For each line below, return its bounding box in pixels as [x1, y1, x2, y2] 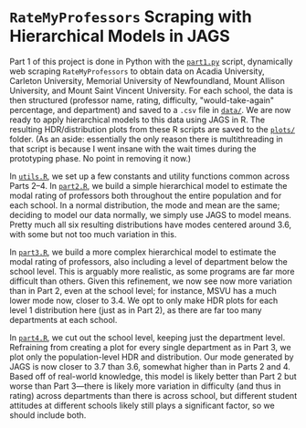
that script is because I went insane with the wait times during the [9, 143, 257, 154]
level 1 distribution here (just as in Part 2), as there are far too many [9, 304, 262, 316]
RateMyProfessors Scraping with [9, 6, 253, 27]
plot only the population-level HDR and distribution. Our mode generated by [9, 351, 294, 362]
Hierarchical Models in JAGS [9, 26, 230, 47]
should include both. [9, 409, 87, 421]
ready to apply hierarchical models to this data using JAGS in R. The [9, 114, 266, 125]
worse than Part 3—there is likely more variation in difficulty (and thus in [9, 381, 281, 391]
